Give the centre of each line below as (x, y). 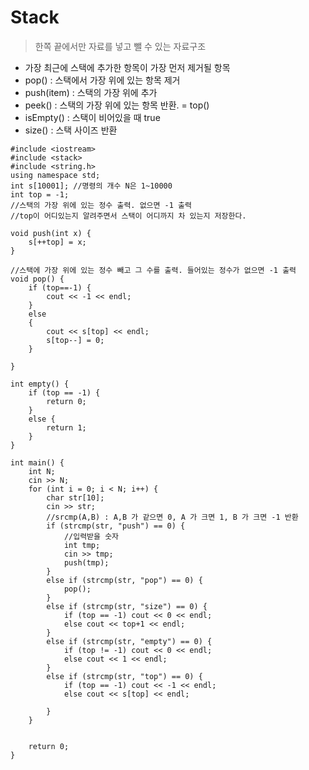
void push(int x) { (51, 233)
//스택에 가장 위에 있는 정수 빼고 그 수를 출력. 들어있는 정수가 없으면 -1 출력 (153, 270)
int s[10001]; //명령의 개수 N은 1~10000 (91, 186)
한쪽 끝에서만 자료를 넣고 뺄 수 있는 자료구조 (120, 46)
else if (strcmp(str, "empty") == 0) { (129, 641)
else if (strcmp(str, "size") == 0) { (127, 606)
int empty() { (40, 384)
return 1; (66, 427)
